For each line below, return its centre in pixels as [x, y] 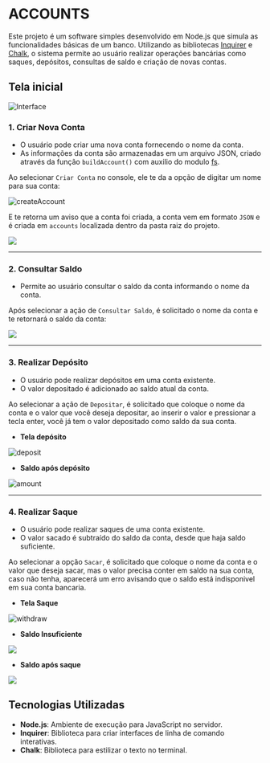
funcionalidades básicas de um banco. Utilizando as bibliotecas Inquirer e [131, 44]
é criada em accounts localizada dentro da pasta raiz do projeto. [114, 226]
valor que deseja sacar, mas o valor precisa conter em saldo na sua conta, [131, 570]
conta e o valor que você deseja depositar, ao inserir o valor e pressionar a [132, 412]
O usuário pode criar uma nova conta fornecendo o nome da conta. [131, 145]
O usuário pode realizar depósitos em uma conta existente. [118, 380]
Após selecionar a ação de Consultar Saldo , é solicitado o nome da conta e [133, 311]
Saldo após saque [51, 664]
